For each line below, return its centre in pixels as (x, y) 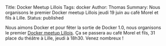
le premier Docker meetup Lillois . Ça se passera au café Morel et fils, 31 (80, 33)
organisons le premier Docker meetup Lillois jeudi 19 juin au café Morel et (82, 12)
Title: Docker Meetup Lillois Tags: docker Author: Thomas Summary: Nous (83, 7)
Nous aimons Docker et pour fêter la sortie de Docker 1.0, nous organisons (83, 27)
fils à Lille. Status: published (35, 18)
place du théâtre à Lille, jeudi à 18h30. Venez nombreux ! (64, 38)
